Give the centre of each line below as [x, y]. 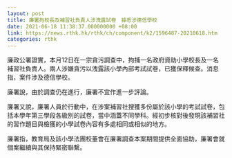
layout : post [26, 14]
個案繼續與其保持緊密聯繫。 [47, 148]
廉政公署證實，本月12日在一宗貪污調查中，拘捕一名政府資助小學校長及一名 [113, 60]
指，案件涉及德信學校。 [40, 78]
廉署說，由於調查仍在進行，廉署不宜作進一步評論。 [80, 92]
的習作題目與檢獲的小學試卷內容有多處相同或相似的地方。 [89, 124]
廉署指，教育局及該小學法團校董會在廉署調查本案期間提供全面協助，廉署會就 [116, 139]
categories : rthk [32, 39]
